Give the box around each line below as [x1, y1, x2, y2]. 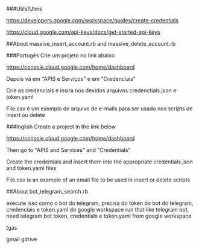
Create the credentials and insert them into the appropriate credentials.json [6, 158, 193, 165]
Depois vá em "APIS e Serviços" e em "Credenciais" [6, 75, 136, 82]
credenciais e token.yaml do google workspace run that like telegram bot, [6, 206, 189, 213]
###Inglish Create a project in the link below [6, 123, 116, 130]
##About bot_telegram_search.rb [6, 188, 89, 195]
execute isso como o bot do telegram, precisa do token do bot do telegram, [6, 200, 194, 207]
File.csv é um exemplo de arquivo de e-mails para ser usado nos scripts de [6, 105, 193, 112]
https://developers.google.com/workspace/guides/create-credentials [6, 17, 179, 24]
